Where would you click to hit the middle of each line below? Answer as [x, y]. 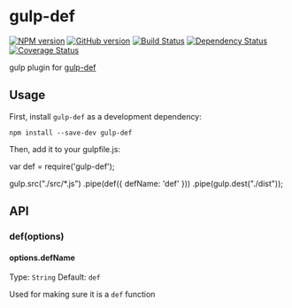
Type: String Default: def [55, 277]
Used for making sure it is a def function [82, 295]
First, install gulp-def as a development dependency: [105, 116]
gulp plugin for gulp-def [53, 67]
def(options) [37, 236]
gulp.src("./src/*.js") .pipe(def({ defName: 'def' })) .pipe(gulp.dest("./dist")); [146, 183]
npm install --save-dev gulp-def [71, 133]
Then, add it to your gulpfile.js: [65, 149]
